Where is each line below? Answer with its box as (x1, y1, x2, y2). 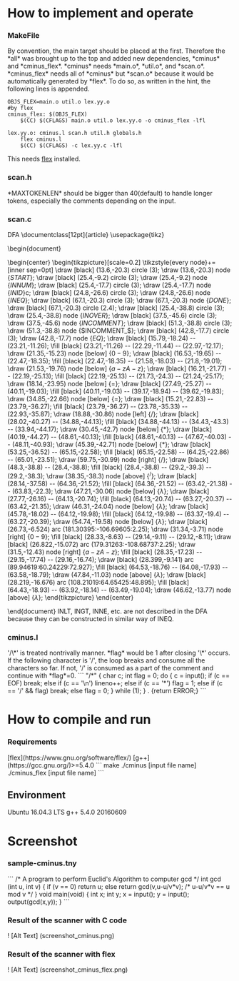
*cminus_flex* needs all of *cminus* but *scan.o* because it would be (7, 69, 214, 78)
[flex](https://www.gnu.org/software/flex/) (7, 753, 132, 762)
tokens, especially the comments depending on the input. (7, 196, 176, 205)
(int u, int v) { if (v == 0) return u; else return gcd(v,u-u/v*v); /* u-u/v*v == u (7, 882, 230, 890)
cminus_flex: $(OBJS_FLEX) (7, 111, 88, 119)
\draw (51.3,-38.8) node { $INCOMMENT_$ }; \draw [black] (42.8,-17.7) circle (7, 326, 230, 335)
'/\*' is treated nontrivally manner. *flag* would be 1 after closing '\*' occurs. (7, 648, 230, 658)
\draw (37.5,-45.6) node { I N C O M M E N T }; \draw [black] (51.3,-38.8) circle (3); (7, 319, 233, 328)
